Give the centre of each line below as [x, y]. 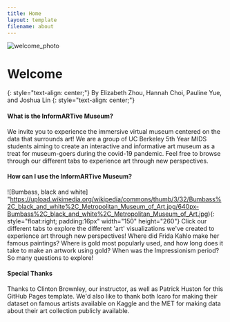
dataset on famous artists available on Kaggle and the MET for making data [114, 303]
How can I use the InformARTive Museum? [70, 177]
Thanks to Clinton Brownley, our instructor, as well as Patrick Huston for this [115, 289]
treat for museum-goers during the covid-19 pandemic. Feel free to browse [114, 153]
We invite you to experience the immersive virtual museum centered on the [114, 131]
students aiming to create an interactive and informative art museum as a [111, 146]
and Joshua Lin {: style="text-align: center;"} [71, 100]
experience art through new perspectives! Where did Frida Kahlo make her [113, 236]
